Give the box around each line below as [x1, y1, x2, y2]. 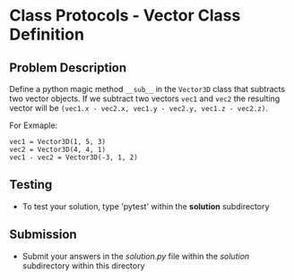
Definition [9, 24, 85, 45]
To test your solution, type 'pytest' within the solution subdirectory [22, 200, 270, 211]
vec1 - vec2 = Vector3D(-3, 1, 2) [9, 153, 139, 162]
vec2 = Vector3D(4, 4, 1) [9, 145, 106, 154]
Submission [9, 227, 78, 242]
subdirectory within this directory [22, 260, 145, 271]
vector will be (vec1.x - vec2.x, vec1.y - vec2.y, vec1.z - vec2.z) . [9, 103, 269, 113]
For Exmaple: [9, 120, 58, 131]
